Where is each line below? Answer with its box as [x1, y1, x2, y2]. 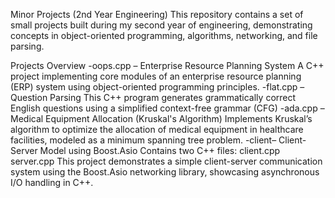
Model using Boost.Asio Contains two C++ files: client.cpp [39, 145, 281, 156]
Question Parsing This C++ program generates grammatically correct [10, 92, 297, 103]
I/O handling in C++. [10, 177, 94, 188]
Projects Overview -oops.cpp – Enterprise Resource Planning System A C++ [10, 60, 325, 71]
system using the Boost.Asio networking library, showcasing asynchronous [10, 166, 320, 178]
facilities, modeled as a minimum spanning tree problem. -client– [10, 134, 277, 146]
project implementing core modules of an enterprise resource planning [10, 70, 302, 82]
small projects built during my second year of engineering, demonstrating [10, 19, 313, 31]
